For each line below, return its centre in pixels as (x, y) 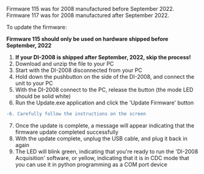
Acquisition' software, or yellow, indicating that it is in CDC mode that (102, 158)
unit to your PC (34, 83)
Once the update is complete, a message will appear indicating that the (104, 125)
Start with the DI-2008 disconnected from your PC (78, 70)
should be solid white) (43, 96)
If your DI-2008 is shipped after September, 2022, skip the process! (103, 57)
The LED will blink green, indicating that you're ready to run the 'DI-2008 (107, 151)
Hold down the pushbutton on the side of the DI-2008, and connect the (104, 77)
